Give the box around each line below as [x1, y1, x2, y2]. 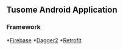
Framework [6, 23, 41, 31]
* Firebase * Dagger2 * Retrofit [6, 36, 82, 44]
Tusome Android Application [6, 5, 118, 15]
